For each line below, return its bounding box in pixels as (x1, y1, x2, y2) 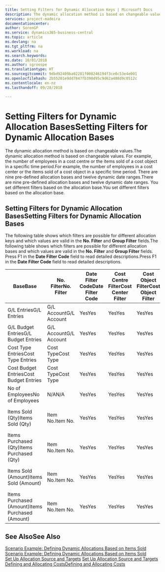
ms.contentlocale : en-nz (5, 80, 56, 85)
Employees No (7, 391, 40, 398)
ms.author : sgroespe (5, 62, 48, 67)
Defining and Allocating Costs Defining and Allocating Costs (5, 561, 125, 567)
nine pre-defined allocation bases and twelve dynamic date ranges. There (5, 174, 154, 180)
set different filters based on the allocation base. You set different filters (5, 184, 149, 190)
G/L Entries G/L (7, 307, 42, 314)
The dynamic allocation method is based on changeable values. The (5, 148, 142, 154)
